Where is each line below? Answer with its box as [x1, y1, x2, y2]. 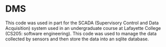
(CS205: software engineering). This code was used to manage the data [5, 30, 157, 36]
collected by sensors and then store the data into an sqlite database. [5, 36, 149, 42]
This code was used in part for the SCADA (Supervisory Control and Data [5, 20, 159, 26]
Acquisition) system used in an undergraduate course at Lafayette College [5, 25, 161, 31]
